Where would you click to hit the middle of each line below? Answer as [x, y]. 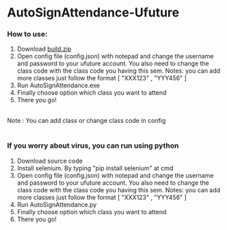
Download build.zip [44, 49]
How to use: [27, 34]
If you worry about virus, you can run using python [93, 146]
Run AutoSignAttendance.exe [58, 85]
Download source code [50, 161]
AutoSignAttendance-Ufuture [93, 13]
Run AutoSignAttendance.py [57, 205]
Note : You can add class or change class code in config [86, 121]
